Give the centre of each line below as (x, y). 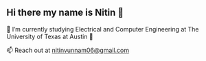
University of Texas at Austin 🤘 (50, 36)
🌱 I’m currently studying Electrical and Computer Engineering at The (103, 29)
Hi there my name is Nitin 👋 (65, 13)
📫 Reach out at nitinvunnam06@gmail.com (68, 50)
